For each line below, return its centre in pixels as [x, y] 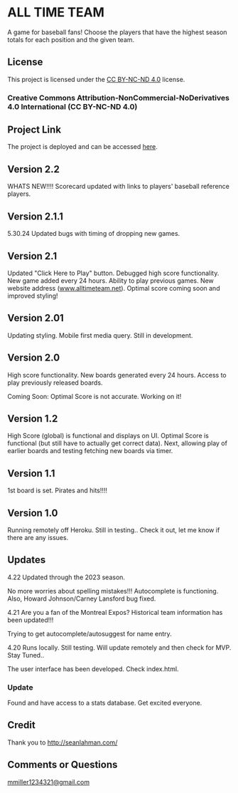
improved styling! [33, 296]
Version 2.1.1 [36, 216]
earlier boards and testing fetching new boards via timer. [90, 451]
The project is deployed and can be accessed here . [82, 147]
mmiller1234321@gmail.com [49, 782]
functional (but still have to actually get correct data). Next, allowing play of [117, 443]
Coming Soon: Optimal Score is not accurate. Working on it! [94, 396]
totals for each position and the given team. [71, 39]
